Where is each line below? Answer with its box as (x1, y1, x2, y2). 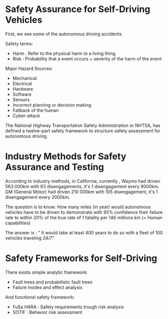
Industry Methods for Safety (5, 151, 127, 162)
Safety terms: (5, 40, 34, 46)
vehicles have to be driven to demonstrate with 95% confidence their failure (5, 209, 163, 215)
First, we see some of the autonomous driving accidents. (5, 31, 123, 37)
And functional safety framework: (5, 294, 75, 300)
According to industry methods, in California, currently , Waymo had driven (5, 178, 160, 184)
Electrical (12, 81, 32, 87)
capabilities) (5, 220, 31, 226)
